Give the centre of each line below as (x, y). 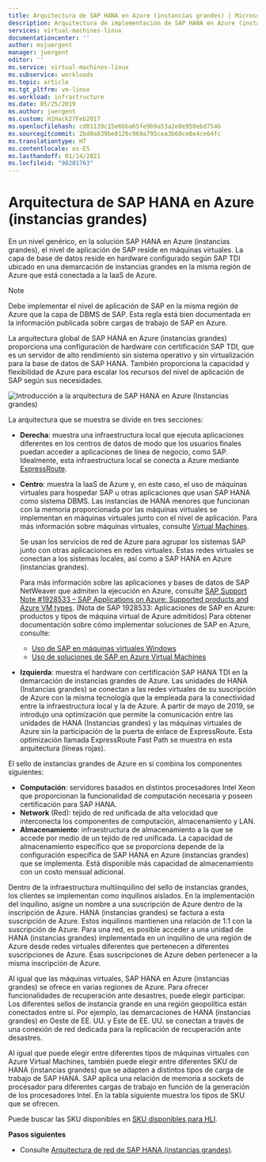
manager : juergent (38, 52)
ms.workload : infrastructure (56, 97)
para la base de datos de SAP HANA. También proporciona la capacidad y (129, 364)
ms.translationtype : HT (47, 141)
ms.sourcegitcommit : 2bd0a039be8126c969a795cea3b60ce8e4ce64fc (115, 133)
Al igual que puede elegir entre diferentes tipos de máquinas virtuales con (129, 1053)
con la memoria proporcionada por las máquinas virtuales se (118, 510)
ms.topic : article (38, 82)
